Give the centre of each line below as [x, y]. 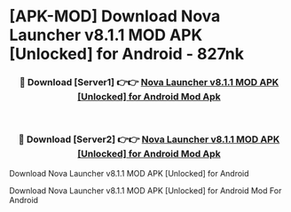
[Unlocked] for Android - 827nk [126, 54]
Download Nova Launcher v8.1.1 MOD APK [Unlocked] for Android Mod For [145, 190]
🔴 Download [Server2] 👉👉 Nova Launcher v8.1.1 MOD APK [149, 139]
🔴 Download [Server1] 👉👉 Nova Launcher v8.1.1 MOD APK [149, 82]
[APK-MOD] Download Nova [115, 16]
